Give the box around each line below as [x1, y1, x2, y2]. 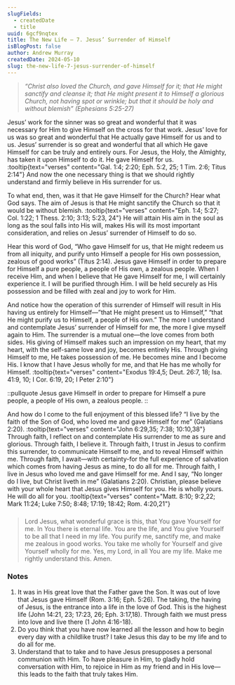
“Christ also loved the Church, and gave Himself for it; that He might [24, 81, 223, 90]
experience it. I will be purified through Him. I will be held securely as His [7, 279, 217, 288]
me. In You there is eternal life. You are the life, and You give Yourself [24, 524, 224, 533]
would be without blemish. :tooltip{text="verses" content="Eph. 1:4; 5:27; [7, 206, 219, 214]
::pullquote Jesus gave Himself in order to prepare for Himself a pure [7, 389, 206, 397]
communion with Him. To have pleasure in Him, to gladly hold [17, 655, 195, 663]
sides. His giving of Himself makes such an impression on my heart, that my [7, 338, 227, 346]
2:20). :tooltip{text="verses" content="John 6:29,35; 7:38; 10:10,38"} [7, 424, 206, 433]
